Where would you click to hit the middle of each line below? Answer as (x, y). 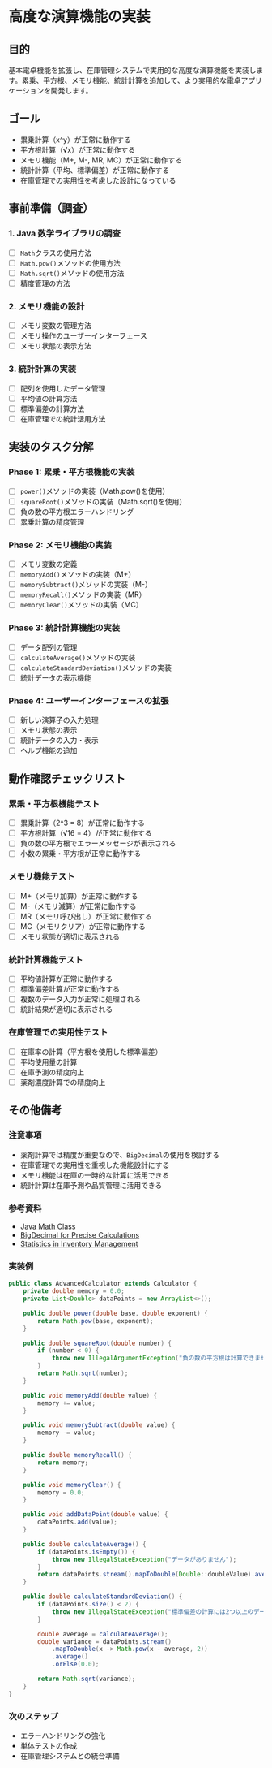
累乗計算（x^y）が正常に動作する (75, 140)
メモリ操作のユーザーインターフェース (83, 336)
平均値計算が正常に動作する (66, 979)
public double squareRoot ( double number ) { (98, 1343)
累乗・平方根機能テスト (54, 803)
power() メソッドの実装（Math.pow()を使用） (95, 491)
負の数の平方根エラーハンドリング (77, 512)
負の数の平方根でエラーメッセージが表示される (98, 843)
